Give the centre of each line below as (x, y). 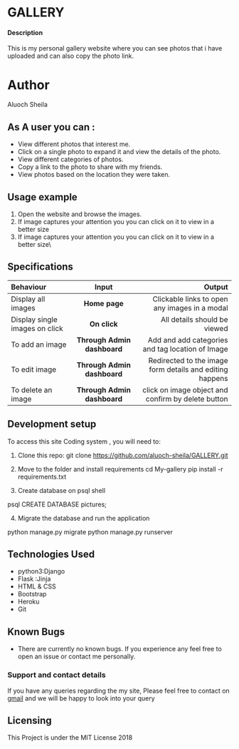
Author (28, 85)
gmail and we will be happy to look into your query (81, 698)
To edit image (34, 370)
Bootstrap (32, 594)
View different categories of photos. (70, 159)
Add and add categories (188, 340)
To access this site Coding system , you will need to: (84, 441)
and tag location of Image (185, 349)
